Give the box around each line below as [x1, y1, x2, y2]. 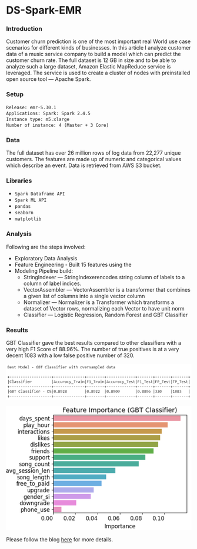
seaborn [14, 210, 34, 216]
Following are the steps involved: [6, 243, 86, 250]
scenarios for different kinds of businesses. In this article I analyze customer [6, 44, 191, 51]
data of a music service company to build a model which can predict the [6, 51, 181, 58]
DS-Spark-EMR [6, 4, 82, 17]
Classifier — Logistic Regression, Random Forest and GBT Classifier [23, 311, 188, 318]
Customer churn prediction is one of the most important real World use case [6, 38, 191, 45]
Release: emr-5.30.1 [6, 104, 57, 110]
